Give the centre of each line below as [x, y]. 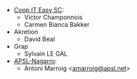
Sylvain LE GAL [46, 54]
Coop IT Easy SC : [39, 10]
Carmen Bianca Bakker [57, 24]
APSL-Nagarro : [35, 61]
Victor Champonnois [53, 17]
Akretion [26, 32]
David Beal [39, 39]
